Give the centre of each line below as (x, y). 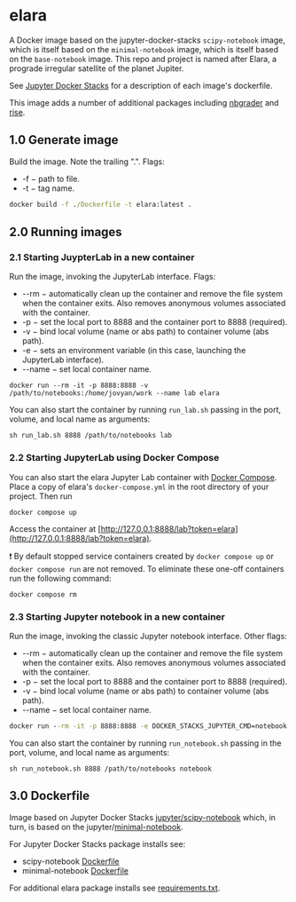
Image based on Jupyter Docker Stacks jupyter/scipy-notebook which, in (143, 817)
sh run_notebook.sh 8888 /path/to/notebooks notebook (111, 769)
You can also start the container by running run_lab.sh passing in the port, (145, 410)
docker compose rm (43, 594)
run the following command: (61, 578)
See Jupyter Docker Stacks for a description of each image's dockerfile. (141, 85)
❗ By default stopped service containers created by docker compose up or (142, 556)
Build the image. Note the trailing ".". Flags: (87, 162)
